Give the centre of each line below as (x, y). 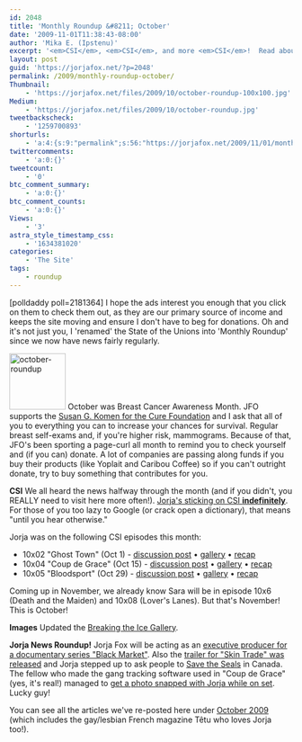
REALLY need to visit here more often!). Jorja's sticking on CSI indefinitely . (149, 500)
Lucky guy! (30, 693)
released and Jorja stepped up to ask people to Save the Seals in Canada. (146, 664)
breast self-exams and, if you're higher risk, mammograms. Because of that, (151, 435)
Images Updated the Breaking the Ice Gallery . (94, 627)
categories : (31, 252)
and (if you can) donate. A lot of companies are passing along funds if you (147, 454)
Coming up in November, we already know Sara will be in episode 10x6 (141, 591)
